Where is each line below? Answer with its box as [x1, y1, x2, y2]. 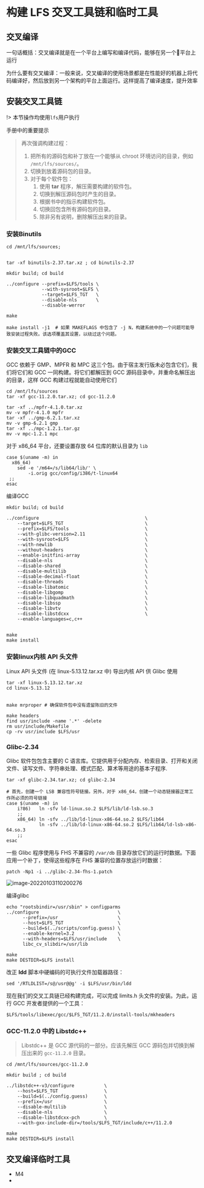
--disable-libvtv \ [17, 605, 148, 612]
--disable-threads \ [17, 579, 148, 585]
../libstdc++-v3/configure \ [6, 1083, 107, 1089]
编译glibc [6, 892, 29, 899]
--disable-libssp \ [17, 600, 148, 606]
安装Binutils [6, 229, 42, 238]
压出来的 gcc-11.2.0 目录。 [21, 1050, 89, 1057]
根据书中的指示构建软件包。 [39, 198, 109, 205]
